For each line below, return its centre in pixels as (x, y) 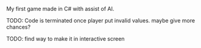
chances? (19, 27)
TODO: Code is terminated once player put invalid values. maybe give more (101, 20)
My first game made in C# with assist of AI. (60, 9)
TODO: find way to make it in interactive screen (65, 39)
